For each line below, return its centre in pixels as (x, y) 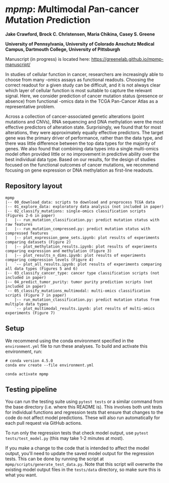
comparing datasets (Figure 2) (38, 242)
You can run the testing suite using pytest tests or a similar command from (84, 401)
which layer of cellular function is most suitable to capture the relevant (79, 90)
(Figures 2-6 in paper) (30, 215)
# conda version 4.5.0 (29, 360)
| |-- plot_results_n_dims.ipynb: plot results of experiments (75, 255)
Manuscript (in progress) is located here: (48, 59)
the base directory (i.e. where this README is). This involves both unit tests (84, 407)
